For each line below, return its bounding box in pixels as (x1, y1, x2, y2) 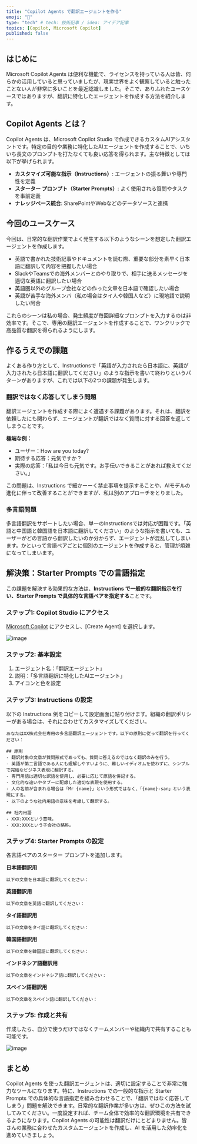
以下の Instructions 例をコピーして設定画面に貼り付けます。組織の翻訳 (6, 710, 176, 717)
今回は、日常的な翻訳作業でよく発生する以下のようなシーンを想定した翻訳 (6, 235, 186, 242)
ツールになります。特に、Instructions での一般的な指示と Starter (16, 1087, 172, 1095)
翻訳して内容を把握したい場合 (25, 263, 98, 270)
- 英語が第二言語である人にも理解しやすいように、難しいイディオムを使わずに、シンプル (6, 761, 190, 767)
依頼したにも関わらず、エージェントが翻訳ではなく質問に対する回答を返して (6, 415, 191, 422)
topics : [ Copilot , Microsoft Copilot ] (6, 25, 101, 31)
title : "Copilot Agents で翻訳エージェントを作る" (6, 8, 122, 15)
